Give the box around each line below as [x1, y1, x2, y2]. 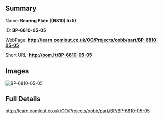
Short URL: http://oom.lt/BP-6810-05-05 [5, 52, 92, 58]
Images [5, 67, 29, 75]
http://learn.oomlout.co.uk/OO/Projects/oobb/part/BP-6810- [27, 37, 159, 43]
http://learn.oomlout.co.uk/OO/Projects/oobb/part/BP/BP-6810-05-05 [5, 108, 150, 114]
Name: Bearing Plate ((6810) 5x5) [5, 17, 77, 23]
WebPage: [5, 37, 27, 43]
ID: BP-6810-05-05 [5, 27, 46, 33]
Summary [5, 4, 37, 13]
